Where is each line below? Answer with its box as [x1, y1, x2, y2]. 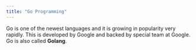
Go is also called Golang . [6, 37, 67, 44]
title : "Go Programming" [6, 8, 67, 15]
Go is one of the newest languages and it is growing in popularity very [6, 25, 176, 32]
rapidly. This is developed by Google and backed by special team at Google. [6, 31, 191, 38]
